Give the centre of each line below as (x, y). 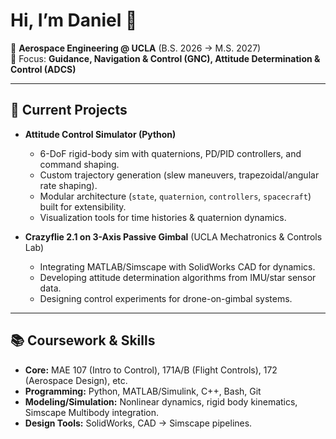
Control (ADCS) (43, 69)
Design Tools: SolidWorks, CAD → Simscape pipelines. (138, 423)
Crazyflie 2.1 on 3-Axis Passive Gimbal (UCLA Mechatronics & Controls (173, 236)
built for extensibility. (83, 206)
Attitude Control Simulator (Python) (100, 134)
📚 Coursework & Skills (83, 340)
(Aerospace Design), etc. (76, 380)
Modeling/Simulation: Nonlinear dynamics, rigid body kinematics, (161, 401)
